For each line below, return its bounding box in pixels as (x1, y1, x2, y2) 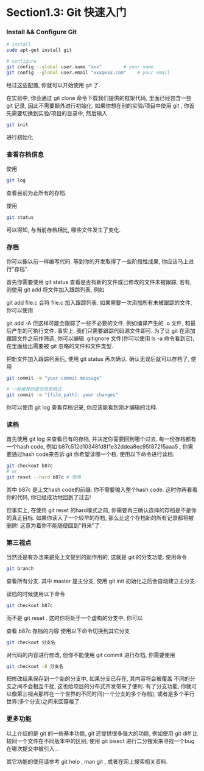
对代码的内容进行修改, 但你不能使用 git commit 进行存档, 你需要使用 (6, 651, 175, 658)
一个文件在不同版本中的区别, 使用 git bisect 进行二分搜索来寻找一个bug (16, 737, 195, 744)
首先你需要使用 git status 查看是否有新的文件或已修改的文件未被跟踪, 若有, (6, 279, 192, 286)
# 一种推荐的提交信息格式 (6, 386, 62, 392)
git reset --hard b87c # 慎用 (6, 474, 81, 480)
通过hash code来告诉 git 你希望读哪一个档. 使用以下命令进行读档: (11, 450, 175, 458)
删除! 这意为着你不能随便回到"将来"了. (6, 522, 102, 529)
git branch (6, 565, 34, 572)
